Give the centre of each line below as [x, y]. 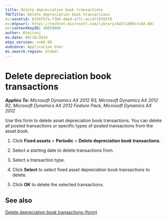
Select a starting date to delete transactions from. [63, 150]
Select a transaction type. [39, 160]
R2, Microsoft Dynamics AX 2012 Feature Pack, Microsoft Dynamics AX [79, 106]
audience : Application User [34, 47]
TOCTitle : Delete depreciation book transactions [58, 14]
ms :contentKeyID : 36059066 [33, 28]
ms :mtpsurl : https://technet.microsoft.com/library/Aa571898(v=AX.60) [80, 24]
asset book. [17, 131]
